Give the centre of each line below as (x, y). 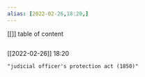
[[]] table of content (36, 34)
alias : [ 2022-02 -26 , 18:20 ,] (48, 14)
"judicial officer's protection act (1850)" (73, 66)
